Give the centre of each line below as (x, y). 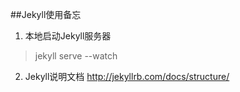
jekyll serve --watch (76, 56)
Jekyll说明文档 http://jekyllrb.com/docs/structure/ (127, 76)
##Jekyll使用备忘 (46, 14)
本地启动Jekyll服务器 (68, 36)
